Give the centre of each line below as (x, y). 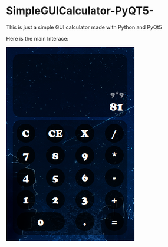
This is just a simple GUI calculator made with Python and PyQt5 (84, 27)
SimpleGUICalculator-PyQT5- (80, 11)
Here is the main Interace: (37, 38)
